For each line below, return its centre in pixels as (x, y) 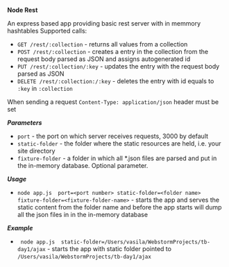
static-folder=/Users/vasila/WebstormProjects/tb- (136, 242)
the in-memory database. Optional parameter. (83, 165)
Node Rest (23, 10)
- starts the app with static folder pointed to (110, 249)
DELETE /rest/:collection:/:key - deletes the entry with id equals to (116, 81)
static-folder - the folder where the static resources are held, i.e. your (119, 144)
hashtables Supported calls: (47, 31)
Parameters (25, 123)
